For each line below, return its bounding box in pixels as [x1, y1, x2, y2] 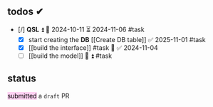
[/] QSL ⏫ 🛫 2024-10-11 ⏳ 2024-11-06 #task [17, 25, 145, 34]
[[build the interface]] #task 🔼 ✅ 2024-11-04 [28, 43, 158, 52]
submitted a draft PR [7, 91, 70, 100]
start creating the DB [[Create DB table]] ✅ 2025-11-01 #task [28, 35, 206, 44]
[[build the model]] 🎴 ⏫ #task [28, 51, 113, 60]
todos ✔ [7, 6, 44, 18]
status [7, 73, 37, 85]
